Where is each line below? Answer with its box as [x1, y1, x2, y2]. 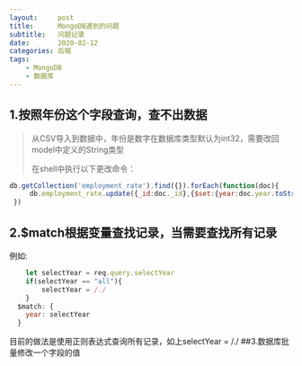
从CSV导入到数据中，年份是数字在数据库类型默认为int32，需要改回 [31, 132, 280, 144]
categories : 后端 [9, 47, 72, 56]
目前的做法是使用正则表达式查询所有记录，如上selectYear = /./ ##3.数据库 [9, 336, 282, 347]
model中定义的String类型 [31, 144, 124, 155]
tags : [9, 55, 30, 64]
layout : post [9, 13, 75, 22]
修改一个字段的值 [16, 347, 81, 358]
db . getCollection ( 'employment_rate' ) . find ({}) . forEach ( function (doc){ [9, 181, 280, 190]
